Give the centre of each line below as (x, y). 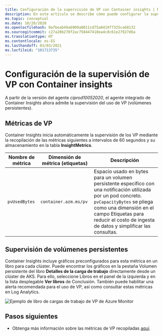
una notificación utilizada (122, 190)
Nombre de (22, 157)
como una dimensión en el (124, 208)
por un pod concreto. (118, 196)
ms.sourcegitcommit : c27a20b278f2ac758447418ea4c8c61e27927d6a (70, 32)
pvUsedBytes (21, 202)
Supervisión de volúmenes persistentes (67, 249)
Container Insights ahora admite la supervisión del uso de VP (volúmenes (78, 103)
